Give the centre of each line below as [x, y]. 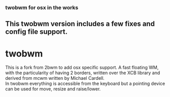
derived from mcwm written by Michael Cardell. [55, 78]
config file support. [37, 32]
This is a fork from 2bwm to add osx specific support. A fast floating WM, [82, 68]
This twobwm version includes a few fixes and [80, 24]
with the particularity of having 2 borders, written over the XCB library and [83, 73]
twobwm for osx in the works [42, 8]
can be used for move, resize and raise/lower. [53, 89]
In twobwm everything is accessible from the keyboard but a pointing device [85, 84]
